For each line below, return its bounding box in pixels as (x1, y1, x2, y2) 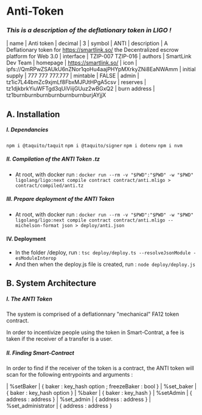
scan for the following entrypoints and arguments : (6, 371, 133, 378)
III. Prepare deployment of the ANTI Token (6, 195, 114, 203)
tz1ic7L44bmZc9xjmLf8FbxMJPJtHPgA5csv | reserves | (6, 78, 147, 86)
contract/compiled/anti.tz (15, 183, 84, 189)
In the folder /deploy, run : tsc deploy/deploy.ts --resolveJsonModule (15, 248, 191, 256)
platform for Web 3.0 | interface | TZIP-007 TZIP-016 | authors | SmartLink (6, 53, 192, 60)
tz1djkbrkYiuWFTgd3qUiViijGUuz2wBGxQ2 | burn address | (6, 85, 155, 92)
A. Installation (6, 109, 60, 119)
